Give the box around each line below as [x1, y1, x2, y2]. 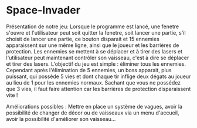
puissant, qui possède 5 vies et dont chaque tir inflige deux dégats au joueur [6, 73, 191, 80]
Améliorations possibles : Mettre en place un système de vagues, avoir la [6, 103, 183, 110]
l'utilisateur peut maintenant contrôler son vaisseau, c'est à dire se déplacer [6, 54, 189, 61]
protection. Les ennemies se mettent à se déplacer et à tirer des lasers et [6, 48, 183, 55]
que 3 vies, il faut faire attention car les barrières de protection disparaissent [6, 85, 191, 92]
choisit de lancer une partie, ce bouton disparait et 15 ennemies [6, 35, 159, 42]
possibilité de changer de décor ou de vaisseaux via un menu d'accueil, [6, 109, 179, 116]
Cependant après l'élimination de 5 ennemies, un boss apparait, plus [6, 66, 172, 73]
